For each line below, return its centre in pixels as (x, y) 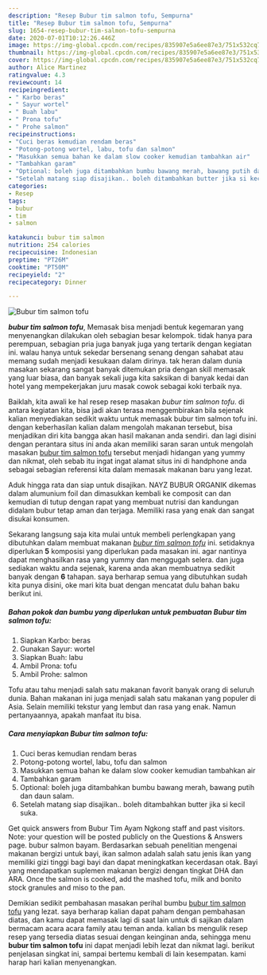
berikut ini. (26, 594)
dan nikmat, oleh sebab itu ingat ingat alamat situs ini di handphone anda (128, 461)
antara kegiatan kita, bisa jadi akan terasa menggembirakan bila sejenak (126, 411)
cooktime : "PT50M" (39, 267)
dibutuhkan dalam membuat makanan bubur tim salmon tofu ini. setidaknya (132, 543)
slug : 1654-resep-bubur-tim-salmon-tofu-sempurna (92, 30)
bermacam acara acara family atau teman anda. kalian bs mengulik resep (128, 929)
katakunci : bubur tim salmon (56, 238)
